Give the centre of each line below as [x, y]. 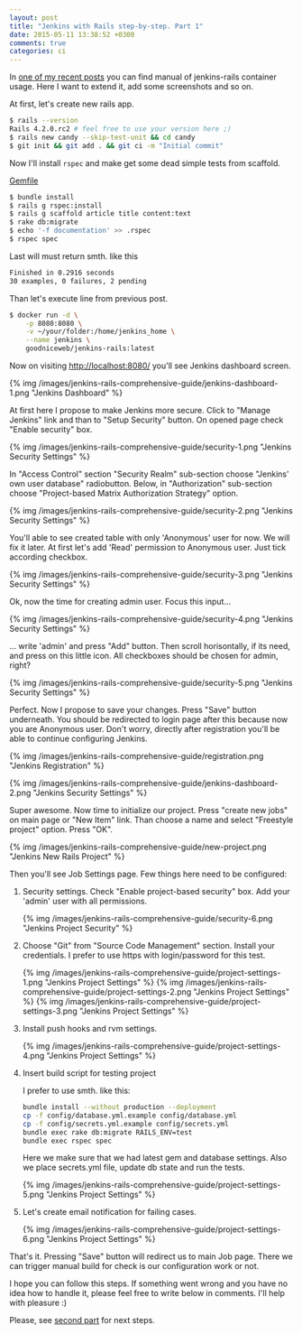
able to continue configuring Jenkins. [78, 738]
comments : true [38, 43]
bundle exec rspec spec [67, 1141]
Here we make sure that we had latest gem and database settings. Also [154, 1158]
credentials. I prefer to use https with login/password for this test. [144, 955]
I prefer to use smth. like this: [76, 1090]
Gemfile [24, 181]
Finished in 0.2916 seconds [62, 273]
